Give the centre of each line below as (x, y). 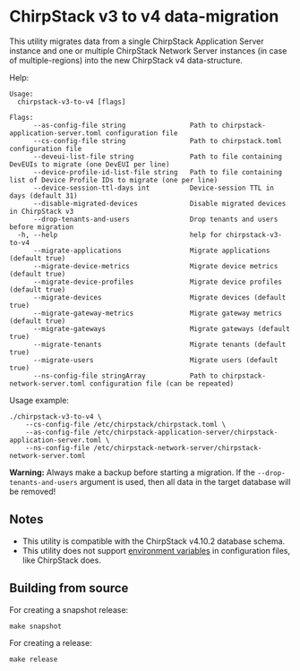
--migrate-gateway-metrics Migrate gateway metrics (157, 313)
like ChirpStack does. (61, 560)
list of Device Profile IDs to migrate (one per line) (114, 180)
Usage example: (39, 400)
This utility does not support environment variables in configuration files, (156, 550)
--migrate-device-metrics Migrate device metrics (155, 266)
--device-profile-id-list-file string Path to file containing (157, 172)
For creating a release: (51, 642)
